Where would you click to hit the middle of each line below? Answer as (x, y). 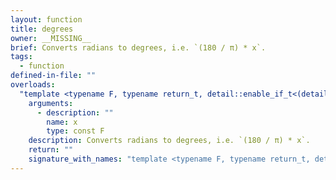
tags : (21, 57)
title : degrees (42, 29)
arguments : (51, 103)
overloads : (33, 85)
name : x (62, 122)
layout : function (46, 19)
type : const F (75, 131)
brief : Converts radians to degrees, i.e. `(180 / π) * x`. (138, 47)
